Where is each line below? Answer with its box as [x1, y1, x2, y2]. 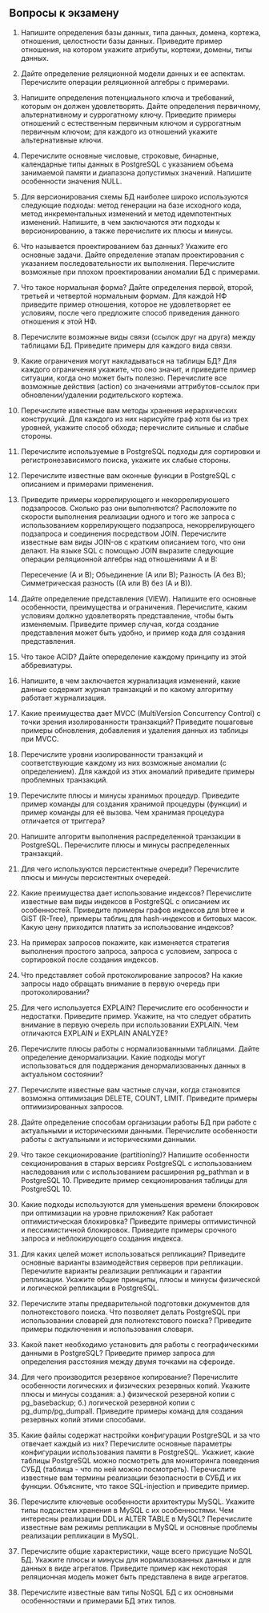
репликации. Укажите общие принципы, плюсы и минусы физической [20, 1274, 261, 1284]
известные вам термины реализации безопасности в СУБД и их [20, 1473, 242, 1482]
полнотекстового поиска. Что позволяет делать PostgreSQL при [20, 1307, 241, 1317]
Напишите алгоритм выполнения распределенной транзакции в [20, 831, 241, 841]
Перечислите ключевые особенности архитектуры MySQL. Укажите [20, 1497, 255, 1506]
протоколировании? [20, 987, 90, 996]
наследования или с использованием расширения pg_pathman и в [20, 1167, 250, 1177]
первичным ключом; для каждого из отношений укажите [20, 127, 218, 136]
